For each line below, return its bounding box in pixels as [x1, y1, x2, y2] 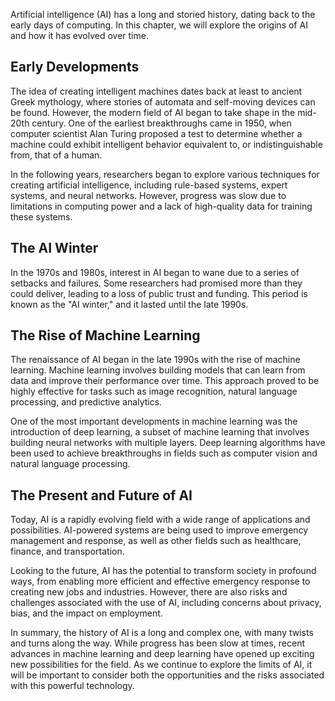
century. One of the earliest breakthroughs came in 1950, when [31, 117, 292, 129]
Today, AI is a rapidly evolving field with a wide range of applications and [10, 514, 311, 526]
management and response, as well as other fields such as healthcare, [10, 535, 302, 547]
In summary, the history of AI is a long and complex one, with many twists [10, 627, 314, 639]
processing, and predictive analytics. [10, 396, 163, 408]
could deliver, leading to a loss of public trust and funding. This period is [10, 287, 308, 299]
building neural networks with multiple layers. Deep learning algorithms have [10, 437, 326, 449]
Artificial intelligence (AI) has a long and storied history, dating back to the [10, 9, 316, 20]
